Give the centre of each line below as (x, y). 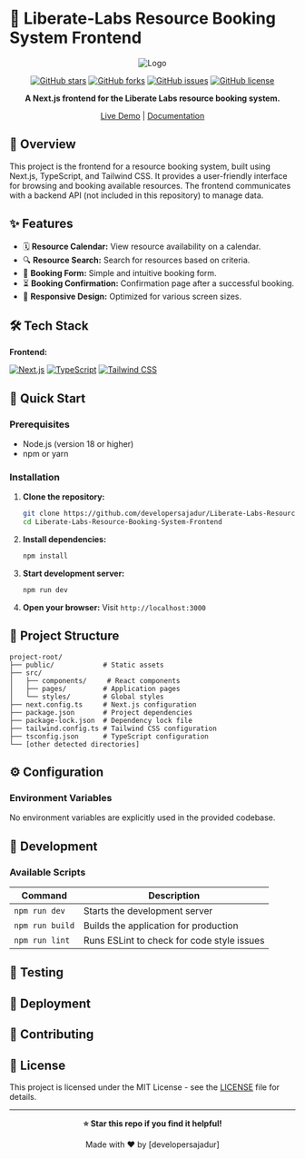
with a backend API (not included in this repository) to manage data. (137, 195)
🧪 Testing (37, 972)
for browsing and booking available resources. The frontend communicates (150, 185)
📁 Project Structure (64, 636)
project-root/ (36, 657)
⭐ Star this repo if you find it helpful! (152, 1124)
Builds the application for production (161, 926)
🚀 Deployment (50, 1003)
